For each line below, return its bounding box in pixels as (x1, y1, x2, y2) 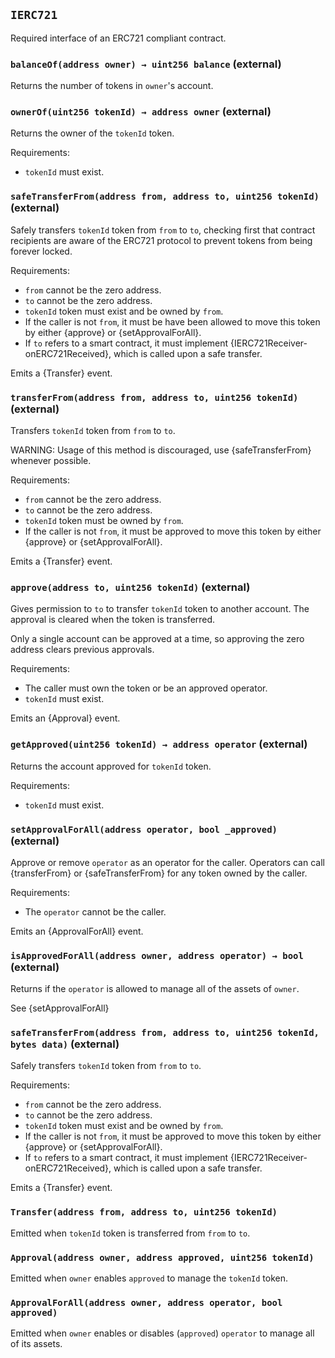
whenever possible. (10, 455, 92, 466)
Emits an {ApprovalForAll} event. (10, 925, 144, 937)
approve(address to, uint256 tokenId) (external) (10, 580, 251, 594)
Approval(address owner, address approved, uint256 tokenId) (10, 1252, 315, 1263)
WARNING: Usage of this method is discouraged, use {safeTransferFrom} (10, 444, 312, 456)
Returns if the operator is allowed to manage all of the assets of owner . (10, 983, 300, 995)
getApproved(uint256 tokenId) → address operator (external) (10, 737, 308, 751)
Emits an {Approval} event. (10, 712, 121, 724)
